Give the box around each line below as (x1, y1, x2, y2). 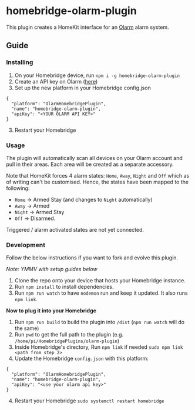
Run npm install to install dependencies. (14, 284, 114, 291)
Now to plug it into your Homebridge (6, 307, 97, 314)
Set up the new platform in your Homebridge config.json (14, 84, 151, 91)
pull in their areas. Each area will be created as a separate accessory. (6, 161, 174, 168)
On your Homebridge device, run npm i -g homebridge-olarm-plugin (14, 72, 180, 79)
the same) (14, 325, 39, 332)
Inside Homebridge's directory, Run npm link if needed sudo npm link (14, 344, 183, 351)
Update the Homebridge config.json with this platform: (14, 355, 149, 362)
